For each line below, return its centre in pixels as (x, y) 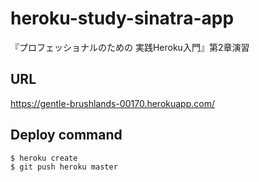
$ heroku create (44, 158)
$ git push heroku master (64, 167)
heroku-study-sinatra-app (122, 18)
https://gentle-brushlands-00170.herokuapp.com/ (112, 103)
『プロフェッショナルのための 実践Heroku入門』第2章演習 (130, 47)
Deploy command (66, 135)
